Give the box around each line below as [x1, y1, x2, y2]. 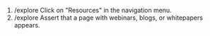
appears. [13, 21, 40, 29]
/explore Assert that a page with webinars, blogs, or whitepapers [13, 13, 204, 22]
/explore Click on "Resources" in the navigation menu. [13, 6, 172, 14]
